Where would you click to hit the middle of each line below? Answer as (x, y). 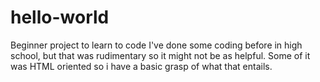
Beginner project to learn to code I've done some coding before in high (156, 45)
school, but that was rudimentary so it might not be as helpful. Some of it (160, 55)
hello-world (60, 17)
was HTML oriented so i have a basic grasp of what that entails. (141, 66)
